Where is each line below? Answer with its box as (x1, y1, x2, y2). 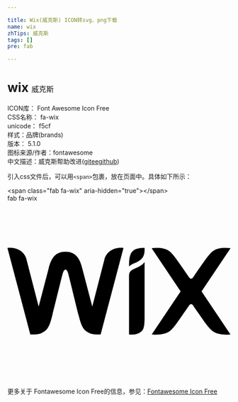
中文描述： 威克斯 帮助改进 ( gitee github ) (7, 157, 120, 166)
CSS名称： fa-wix (7, 113, 59, 121)
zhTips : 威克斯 (7, 30, 49, 37)
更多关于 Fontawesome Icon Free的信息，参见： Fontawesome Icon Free (7, 387, 217, 396)
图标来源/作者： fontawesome (7, 148, 93, 157)
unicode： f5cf (7, 122, 51, 130)
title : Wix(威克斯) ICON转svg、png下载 (7, 16, 118, 23)
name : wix (7, 23, 37, 30)
